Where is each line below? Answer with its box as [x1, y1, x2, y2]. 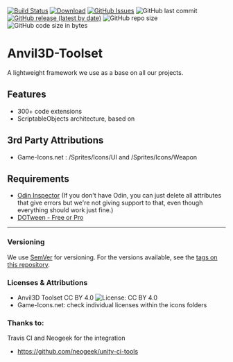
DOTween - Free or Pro [17, 214, 84, 222]
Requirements [7, 173, 69, 184]
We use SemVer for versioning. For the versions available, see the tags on [7, 253, 218, 261]
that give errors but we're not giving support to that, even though [17, 198, 203, 207]
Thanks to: [7, 318, 44, 327]
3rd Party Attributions [7, 135, 104, 146]
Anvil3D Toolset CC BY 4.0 [17, 293, 94, 302]
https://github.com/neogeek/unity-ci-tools [17, 347, 139, 356]
